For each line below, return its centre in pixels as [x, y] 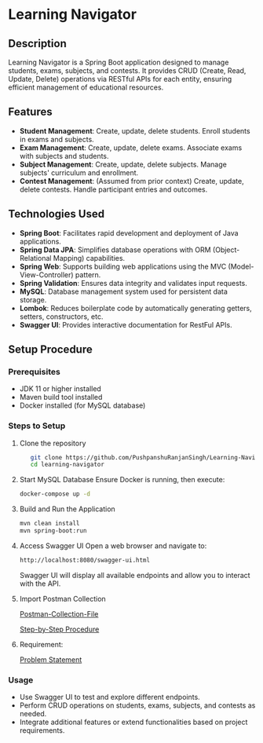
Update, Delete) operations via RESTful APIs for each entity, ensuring [120, 79]
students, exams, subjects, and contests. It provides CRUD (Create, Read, [127, 71]
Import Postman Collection [62, 598]
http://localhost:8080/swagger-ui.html [85, 560]
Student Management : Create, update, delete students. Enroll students [135, 130]
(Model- [241, 266]
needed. [33, 714]
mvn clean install [49, 524]
